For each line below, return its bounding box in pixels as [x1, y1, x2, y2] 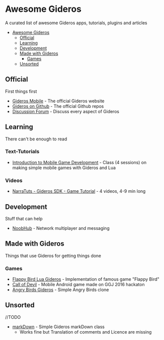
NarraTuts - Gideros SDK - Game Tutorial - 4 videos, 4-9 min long [12, 188, 146, 194]
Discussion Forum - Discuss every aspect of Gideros [12, 108, 120, 114]
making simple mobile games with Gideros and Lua [12, 165, 116, 170]
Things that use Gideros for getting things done [5, 253, 101, 258]
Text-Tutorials [5, 148, 39, 155]
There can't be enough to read [5, 136, 67, 142]
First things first [5, 88, 37, 94]
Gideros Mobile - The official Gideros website [12, 98, 105, 104]
